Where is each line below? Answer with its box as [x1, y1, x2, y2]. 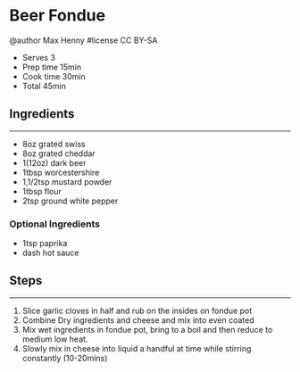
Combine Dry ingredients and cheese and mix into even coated [21, 314, 254, 326]
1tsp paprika [21, 238, 68, 249]
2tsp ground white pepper [21, 195, 119, 206]
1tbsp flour [21, 186, 62, 196]
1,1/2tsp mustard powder [21, 176, 112, 187]
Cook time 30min [21, 70, 87, 81]
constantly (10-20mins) [21, 352, 108, 363]
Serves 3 [21, 52, 56, 62]
